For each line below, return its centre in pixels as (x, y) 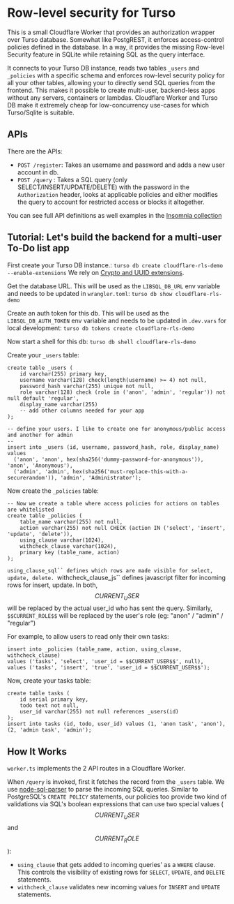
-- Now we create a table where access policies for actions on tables (113, 503)
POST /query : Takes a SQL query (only (72, 179)
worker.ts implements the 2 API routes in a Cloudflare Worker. (96, 769)
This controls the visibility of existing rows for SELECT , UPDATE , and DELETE (121, 872)
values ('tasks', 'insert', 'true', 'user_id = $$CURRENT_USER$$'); (109, 668)
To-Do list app (38, 248)
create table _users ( (40, 368)
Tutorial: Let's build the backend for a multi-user (115, 238)
